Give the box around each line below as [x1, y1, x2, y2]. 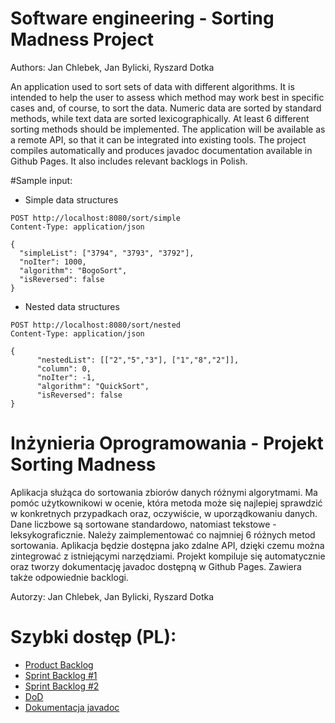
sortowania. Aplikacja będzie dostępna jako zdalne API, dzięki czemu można [10, 539, 325, 551]
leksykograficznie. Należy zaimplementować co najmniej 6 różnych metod [10, 528, 316, 541]
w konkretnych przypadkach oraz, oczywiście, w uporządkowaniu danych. [10, 507, 318, 519]
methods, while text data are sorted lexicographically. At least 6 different [10, 112, 310, 124]
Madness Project [10, 28, 155, 51]
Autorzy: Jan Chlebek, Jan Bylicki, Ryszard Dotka [10, 590, 215, 602]
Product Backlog [24, 658, 94, 671]
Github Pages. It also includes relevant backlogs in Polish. [10, 155, 248, 167]
